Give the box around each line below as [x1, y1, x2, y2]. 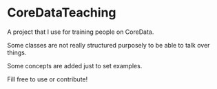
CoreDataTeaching [7, 5, 116, 21]
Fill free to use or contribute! [7, 75, 88, 83]
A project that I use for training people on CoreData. [7, 28, 154, 36]
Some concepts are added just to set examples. [7, 61, 143, 70]
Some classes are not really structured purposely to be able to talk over [7, 41, 210, 49]
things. [7, 48, 27, 57]
